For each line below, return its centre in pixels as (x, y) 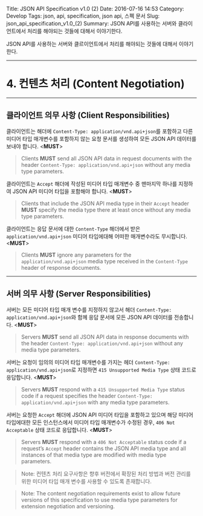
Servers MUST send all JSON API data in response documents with (105, 337)
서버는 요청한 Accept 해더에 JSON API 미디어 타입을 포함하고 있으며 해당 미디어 (100, 414)
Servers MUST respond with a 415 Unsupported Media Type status (103, 389)
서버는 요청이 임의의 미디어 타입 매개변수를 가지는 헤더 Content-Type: (88, 362)
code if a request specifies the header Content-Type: (87, 396)
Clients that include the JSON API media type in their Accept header (105, 203)
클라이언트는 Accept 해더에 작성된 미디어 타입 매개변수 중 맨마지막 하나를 (92, 183)
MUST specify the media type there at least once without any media (106, 210)
